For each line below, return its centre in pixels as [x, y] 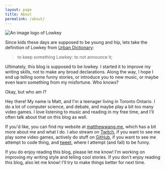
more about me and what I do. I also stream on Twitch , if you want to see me [83, 132]
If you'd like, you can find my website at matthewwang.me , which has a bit [81, 127]
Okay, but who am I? [26, 92]
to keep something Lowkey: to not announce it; [65, 57]
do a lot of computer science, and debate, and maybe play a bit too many [79, 107]
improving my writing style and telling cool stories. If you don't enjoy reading [83, 157]
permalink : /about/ [25, 19]
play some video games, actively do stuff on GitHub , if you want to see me [81, 137]
